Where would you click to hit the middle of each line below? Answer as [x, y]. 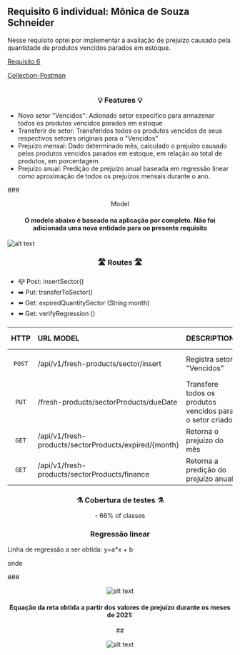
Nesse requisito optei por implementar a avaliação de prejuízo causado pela [119, 40]
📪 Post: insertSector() [51, 281]
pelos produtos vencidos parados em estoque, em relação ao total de [120, 153]
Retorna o [202, 431]
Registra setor [209, 359]
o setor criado [209, 420]
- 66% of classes [120, 515]
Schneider [31, 23]
